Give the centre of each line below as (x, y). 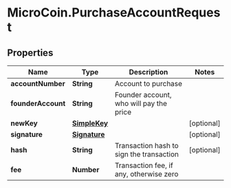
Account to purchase (148, 84)
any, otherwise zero (146, 174)
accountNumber (38, 84)
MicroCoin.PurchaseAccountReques (114, 13)
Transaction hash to (146, 146)
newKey (24, 123)
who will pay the (141, 103)
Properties (30, 53)
